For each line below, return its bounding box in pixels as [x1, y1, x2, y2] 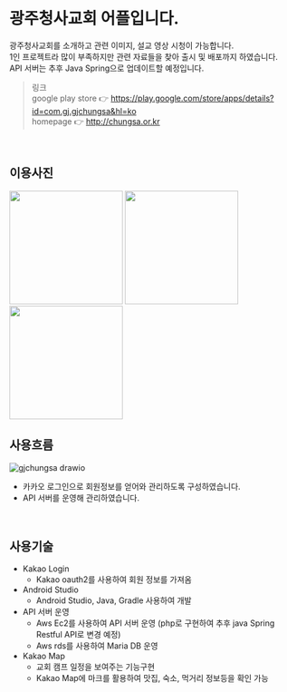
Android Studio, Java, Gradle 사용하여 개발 [35, 595, 192, 606]
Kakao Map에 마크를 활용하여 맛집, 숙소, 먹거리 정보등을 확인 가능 [35, 673, 269, 684]
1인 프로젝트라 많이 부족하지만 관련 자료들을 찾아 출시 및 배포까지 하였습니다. [9, 51, 279, 62]
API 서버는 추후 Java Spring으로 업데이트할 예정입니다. [9, 63, 205, 73]
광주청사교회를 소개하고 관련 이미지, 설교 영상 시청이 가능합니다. [9, 40, 234, 51]
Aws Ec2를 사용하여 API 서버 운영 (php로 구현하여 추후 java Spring [35, 618, 275, 629]
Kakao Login [22, 563, 70, 574]
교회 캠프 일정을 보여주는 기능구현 [35, 661, 156, 672]
